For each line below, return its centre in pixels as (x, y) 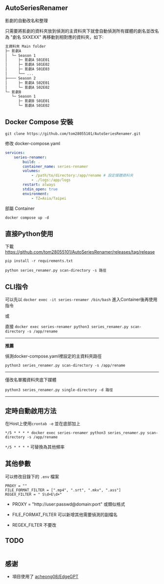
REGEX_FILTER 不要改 (34, 525)
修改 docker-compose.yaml (33, 143)
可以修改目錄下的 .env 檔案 (32, 476)
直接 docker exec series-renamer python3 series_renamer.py (67, 327)
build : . (31, 162)
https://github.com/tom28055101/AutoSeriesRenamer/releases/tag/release (80, 252)
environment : (36, 194)
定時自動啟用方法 (31, 411)
